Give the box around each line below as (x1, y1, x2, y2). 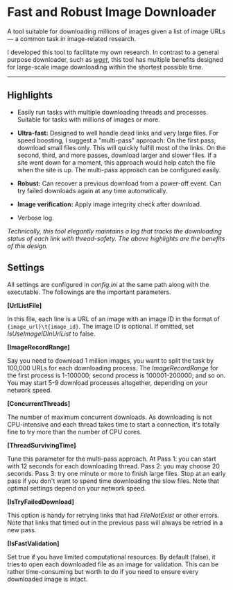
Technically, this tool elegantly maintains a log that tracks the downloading (7, 227, 222, 235)
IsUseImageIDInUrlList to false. (7, 329, 96, 338)
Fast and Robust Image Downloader (7, 4, 216, 20)
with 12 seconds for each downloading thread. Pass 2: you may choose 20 (7, 461, 221, 470)
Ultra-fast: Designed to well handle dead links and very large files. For (17, 129, 219, 137)
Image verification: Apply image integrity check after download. (17, 199, 202, 208)
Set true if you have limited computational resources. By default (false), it (7, 552, 216, 561)
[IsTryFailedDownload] (7, 498, 74, 506)
